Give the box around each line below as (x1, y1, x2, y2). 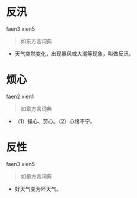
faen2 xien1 (6, 93, 34, 100)
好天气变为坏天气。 (14, 185, 62, 192)
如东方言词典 (20, 37, 52, 44)
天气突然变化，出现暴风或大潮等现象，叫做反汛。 (14, 50, 134, 57)
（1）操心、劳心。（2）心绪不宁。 (14, 118, 96, 125)
